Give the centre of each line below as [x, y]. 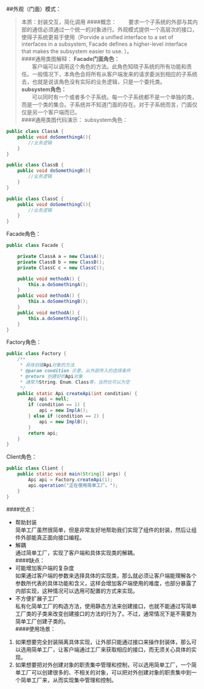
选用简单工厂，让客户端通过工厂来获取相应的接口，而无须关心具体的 [106, 649]
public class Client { [35, 468]
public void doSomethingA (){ [54, 137]
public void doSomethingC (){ [54, 204]
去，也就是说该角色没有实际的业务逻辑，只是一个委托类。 [93, 82]
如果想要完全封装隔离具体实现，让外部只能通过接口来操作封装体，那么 [103, 641]
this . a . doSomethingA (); [58, 284]
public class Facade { [35, 246]
